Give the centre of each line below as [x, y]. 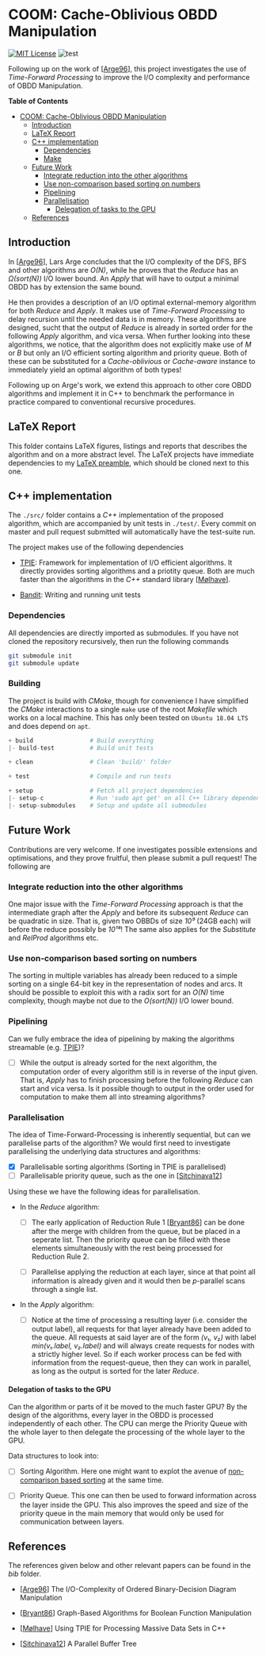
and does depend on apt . [49, 726]
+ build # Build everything [81, 740]
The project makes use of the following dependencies [96, 547]
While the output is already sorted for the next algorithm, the [118, 1062]
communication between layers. [72, 1521]
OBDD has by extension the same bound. [75, 286]
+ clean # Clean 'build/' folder [90, 762]
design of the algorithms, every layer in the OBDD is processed [111, 1415]
